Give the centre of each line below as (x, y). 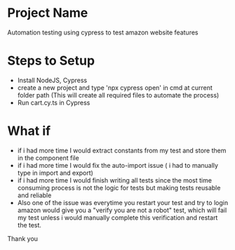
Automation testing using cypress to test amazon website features (103, 32)
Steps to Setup (51, 61)
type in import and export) (55, 173)
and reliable (34, 195)
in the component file (48, 158)
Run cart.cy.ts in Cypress (54, 103)
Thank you (23, 238)
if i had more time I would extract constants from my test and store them (122, 150)
